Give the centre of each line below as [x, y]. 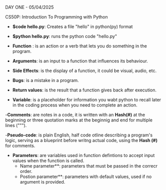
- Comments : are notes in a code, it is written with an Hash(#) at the [75, 115]
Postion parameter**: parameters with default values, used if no [86, 176]
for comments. [20, 145]
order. [26, 171]
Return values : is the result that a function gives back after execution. [84, 90]
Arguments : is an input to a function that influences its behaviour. [80, 61]
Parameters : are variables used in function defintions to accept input [83, 155]
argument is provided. [42, 182]
